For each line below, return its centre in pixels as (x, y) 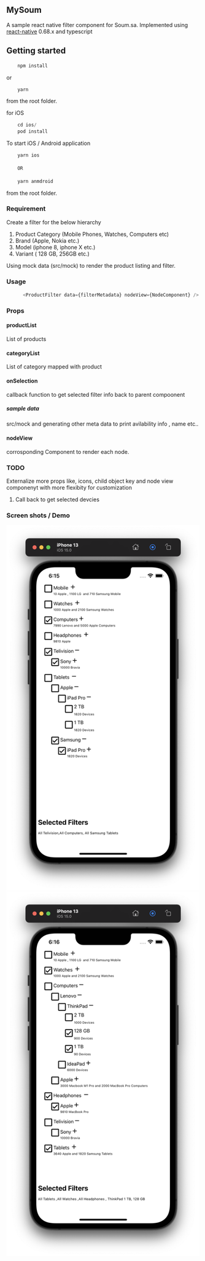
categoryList (23, 353)
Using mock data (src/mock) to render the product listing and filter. (91, 265)
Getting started (36, 51)
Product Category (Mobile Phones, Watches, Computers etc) (92, 234)
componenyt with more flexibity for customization (69, 487)
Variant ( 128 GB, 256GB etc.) (52, 254)
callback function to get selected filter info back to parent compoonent (96, 394)
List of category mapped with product (54, 367)
